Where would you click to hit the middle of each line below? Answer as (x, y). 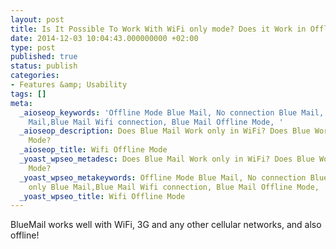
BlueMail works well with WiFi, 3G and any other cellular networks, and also (166, 225)
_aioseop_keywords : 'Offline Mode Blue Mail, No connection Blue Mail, (172, 112)
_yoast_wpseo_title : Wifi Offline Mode (102, 196)
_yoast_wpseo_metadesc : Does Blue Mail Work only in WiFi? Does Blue (167, 159)
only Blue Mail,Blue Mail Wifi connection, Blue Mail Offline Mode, (174, 187)
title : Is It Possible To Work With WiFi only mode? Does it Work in (158, 29)
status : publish (44, 66)
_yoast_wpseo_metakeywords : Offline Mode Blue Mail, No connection (163, 177)
